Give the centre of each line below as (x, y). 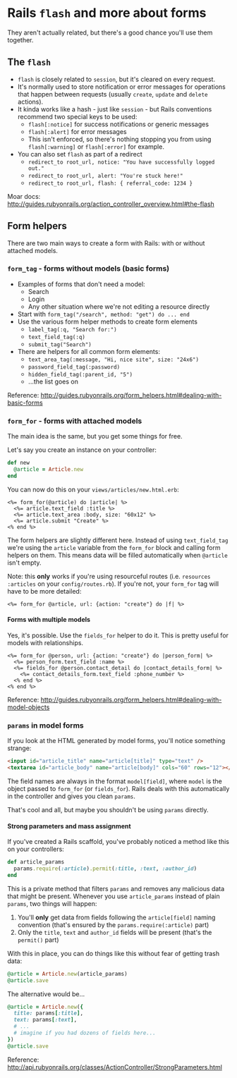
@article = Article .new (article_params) (68, 974)
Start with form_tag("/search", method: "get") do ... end (104, 314)
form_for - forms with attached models (75, 421)
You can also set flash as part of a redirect (80, 154)
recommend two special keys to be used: (77, 116)
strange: (19, 748)
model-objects (29, 707)
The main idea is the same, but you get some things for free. (95, 436)
